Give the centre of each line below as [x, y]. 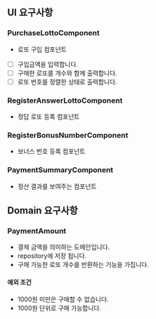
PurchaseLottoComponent [53, 33]
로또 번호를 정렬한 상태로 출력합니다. [67, 82]
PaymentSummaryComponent [60, 170]
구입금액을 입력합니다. [48, 64]
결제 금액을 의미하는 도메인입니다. [64, 247]
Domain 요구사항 [43, 210]
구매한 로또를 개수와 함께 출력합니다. [67, 73]
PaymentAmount [37, 231]
